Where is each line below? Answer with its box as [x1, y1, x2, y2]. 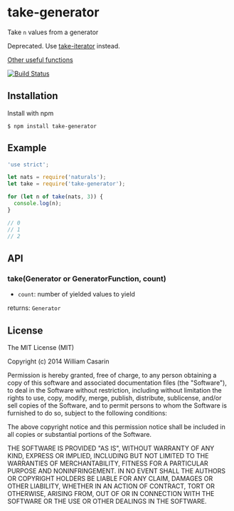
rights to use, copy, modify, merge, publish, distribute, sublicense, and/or [7, 393, 222, 402]
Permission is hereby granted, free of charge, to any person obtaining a [7, 371, 217, 379]
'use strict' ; [7, 161, 50, 168]
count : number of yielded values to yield [17, 290, 135, 299]
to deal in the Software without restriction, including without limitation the [7, 386, 222, 394]
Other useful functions [7, 55, 73, 64]
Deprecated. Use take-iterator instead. [7, 41, 121, 50]
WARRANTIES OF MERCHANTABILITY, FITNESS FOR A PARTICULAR [7, 459, 208, 468]
